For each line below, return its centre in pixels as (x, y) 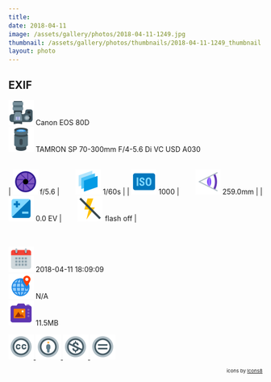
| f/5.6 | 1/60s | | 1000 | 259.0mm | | (135, 191)
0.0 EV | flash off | (86, 218)
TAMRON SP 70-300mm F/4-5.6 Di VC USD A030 (118, 149)
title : (19, 17)
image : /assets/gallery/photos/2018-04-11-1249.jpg (97, 34)
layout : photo (32, 51)
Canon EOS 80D (63, 122)
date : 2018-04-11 (38, 25)
